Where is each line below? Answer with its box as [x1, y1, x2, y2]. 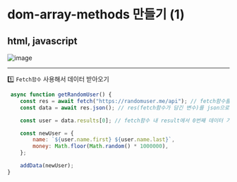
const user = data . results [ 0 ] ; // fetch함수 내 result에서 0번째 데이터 [20, 117, 224, 124]
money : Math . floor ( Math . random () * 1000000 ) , [32, 142, 169, 150]
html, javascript [7, 35, 78, 47]
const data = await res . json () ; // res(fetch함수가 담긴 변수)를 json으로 [20, 104, 230, 111]
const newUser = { [20, 130, 74, 137]
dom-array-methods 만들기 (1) [7, 6, 185, 23]
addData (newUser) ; [20, 162, 74, 169]
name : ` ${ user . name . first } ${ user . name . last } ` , [32, 136, 175, 143]
